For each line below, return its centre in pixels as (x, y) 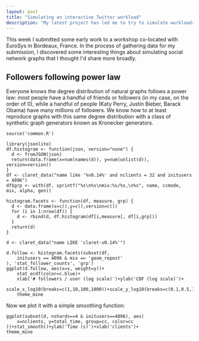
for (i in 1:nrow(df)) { (42, 212)
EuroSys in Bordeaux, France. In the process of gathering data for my (91, 46)
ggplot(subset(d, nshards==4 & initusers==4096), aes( (75, 317)
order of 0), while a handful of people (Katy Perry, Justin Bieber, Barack (94, 104)
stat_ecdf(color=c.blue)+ (49, 274)
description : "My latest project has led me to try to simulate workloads (100, 23)
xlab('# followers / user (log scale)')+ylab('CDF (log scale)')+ (100, 279)
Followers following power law (63, 77)
